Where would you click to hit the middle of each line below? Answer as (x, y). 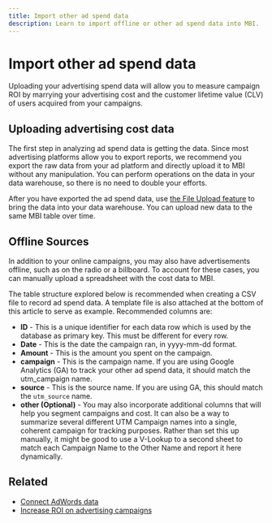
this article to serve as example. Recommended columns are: (110, 311)
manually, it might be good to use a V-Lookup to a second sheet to (132, 439)
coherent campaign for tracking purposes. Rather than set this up (130, 430)
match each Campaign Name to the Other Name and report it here (131, 448)
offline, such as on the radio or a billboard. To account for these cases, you (134, 270)
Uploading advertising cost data (91, 129)
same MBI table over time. (52, 216)
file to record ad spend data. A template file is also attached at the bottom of (136, 303)
